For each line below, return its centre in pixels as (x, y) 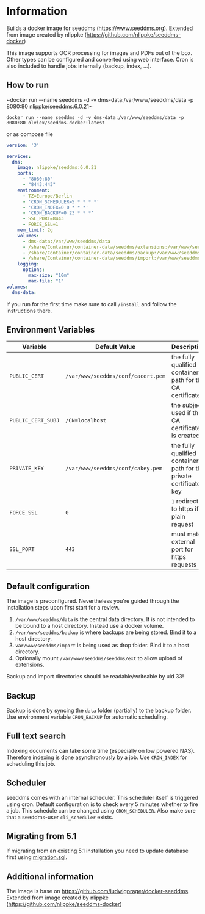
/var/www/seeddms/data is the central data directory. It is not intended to (105, 619)
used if (181, 413)
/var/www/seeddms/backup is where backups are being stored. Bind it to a (106, 632)
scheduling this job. (31, 763)
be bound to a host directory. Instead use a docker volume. (89, 626)
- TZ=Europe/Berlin (47, 196)
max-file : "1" (46, 281)
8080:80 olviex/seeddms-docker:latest (56, 123)
